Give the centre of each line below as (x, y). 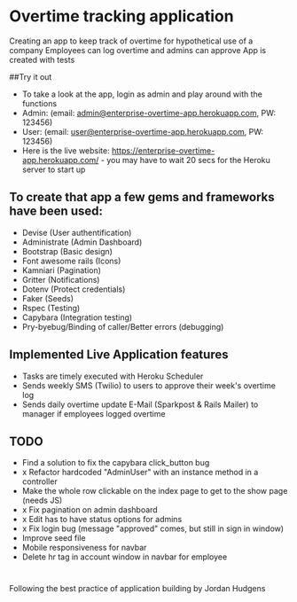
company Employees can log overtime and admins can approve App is (138, 50)
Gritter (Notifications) (61, 279)
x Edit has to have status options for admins (102, 520)
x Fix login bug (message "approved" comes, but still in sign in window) (153, 528)
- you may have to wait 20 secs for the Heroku (185, 160)
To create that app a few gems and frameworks (142, 197)
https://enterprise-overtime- (163, 150)
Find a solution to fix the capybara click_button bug (116, 463)
